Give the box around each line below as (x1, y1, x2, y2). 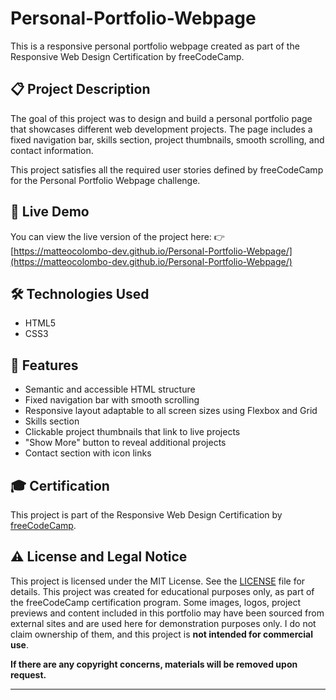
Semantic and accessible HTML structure (24, 383, 196, 396)
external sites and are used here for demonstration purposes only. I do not (10, 617, 317, 629)
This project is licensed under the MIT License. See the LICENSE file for (10, 575, 306, 587)
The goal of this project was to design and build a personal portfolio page (10, 112, 313, 124)
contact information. (10, 144, 94, 156)
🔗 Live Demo (10, 203, 90, 221)
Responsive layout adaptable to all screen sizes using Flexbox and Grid (24, 405, 318, 417)
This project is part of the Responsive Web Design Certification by (10, 509, 283, 521)
